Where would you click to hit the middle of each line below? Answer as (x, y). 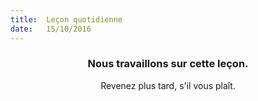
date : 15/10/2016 (51, 29)
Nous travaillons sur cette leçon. (168, 64)
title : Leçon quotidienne (66, 19)
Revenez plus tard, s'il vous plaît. (168, 85)
